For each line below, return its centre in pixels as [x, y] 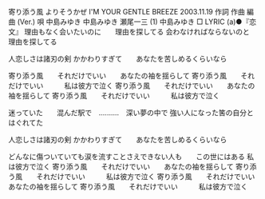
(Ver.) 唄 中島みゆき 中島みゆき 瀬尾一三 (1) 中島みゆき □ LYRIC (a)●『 [133, 22]
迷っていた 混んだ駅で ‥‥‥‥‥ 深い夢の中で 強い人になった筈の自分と [131, 113]
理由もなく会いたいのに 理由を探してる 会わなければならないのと [136, 32]
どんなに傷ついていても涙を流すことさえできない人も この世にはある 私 [131, 157]
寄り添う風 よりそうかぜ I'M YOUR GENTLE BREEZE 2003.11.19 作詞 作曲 [127, 12]
